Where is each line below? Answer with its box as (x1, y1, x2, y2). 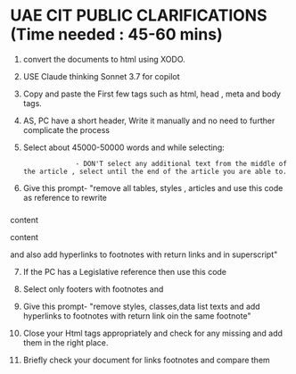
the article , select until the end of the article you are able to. (22, 167, 288, 176)
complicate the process (22, 124, 111, 135)
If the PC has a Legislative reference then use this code (22, 266, 226, 277)
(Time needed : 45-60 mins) (10, 24, 224, 45)
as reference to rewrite (22, 192, 108, 203)
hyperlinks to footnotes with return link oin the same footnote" (22, 310, 251, 321)
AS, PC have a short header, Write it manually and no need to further (22, 115, 275, 126)
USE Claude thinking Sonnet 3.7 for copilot (22, 71, 181, 81)
